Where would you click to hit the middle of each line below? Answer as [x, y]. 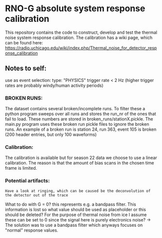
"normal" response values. [32, 230]
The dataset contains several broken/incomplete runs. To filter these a [75, 109]
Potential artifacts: [27, 181]
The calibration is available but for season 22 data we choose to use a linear [81, 158]
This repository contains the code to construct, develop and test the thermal [81, 32]
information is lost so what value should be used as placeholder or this [76, 209]
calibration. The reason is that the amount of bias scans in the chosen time [80, 163]
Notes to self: [26, 69]
